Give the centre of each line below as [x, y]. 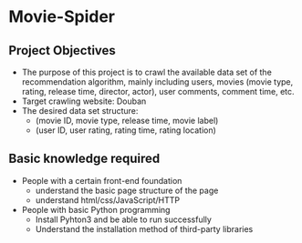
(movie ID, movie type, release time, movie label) [127, 121]
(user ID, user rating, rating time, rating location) [125, 130]
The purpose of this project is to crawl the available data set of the [147, 72]
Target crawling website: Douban [84, 101]
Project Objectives [62, 51]
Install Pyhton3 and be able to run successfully [123, 219]
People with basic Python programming [96, 209]
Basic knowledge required [84, 159]
